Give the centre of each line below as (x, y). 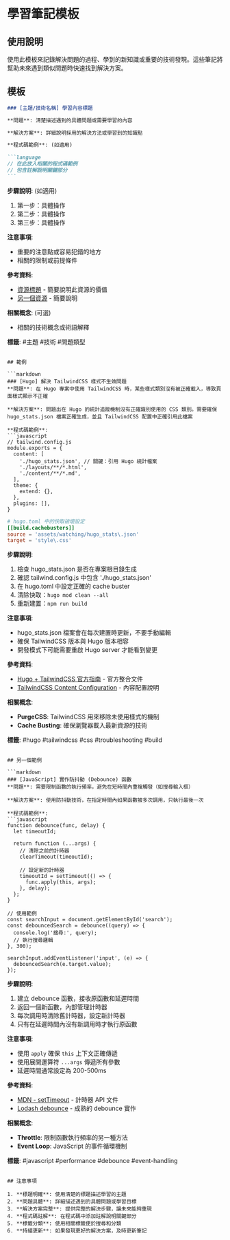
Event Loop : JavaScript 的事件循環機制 (72, 1146)
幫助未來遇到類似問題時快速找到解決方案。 (67, 68)
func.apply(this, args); (61, 882)
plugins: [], (32, 503)
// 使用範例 (22, 914)
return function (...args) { (55, 844)
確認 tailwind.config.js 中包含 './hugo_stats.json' (84, 578)
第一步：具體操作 (41, 205)
